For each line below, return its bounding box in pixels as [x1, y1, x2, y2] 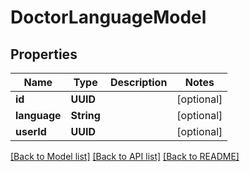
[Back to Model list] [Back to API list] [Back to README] [10, 151, 240, 162]
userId [15, 125, 47, 138]
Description [109, 76, 168, 89]
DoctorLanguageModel [10, 6, 207, 29]
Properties [10, 46, 78, 63]
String [70, 109, 101, 122]
